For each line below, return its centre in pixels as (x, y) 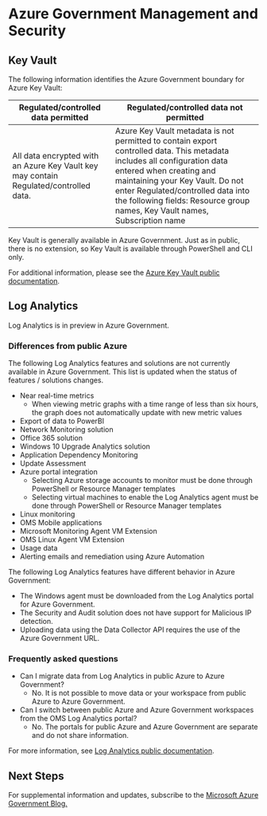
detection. (36, 622)
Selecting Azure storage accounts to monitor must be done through (142, 481)
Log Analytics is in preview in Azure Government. (89, 325)
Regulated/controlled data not (185, 107)
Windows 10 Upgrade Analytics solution (85, 446)
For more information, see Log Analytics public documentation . (111, 751)
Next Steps (36, 776)
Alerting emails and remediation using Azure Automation (112, 557)
